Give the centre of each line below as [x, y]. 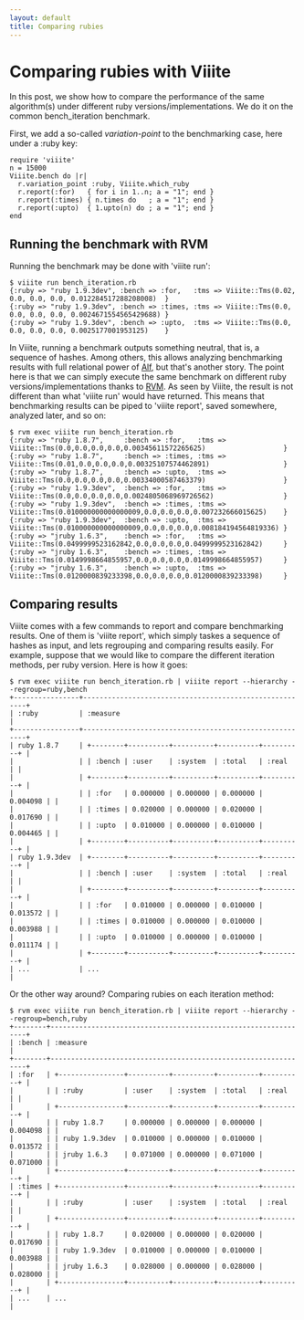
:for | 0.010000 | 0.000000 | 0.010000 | [179, 906]
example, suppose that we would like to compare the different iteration [142, 655]
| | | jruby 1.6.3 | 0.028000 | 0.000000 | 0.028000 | [136, 1267]
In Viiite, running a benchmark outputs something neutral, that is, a [135, 348]
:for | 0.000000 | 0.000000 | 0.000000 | [179, 794]
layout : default [40, 18]
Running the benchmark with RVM [109, 244]
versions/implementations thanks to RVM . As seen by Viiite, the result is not [152, 387]
